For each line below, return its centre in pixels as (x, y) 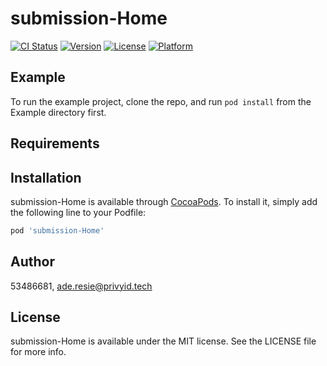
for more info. (38, 352)
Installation (46, 177)
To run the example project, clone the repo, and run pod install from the (161, 101)
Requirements (55, 143)
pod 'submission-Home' (57, 230)
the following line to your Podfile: (78, 212)
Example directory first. (58, 112)
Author (32, 262)
